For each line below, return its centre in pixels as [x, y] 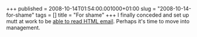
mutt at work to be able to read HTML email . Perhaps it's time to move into [98, 21]
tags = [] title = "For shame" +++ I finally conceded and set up [113, 15]
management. [23, 27]
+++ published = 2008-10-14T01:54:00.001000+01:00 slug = [81, 9]
